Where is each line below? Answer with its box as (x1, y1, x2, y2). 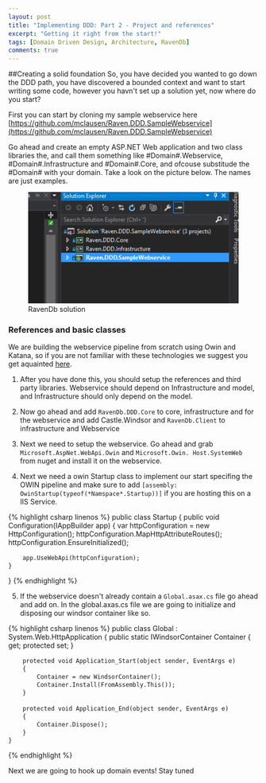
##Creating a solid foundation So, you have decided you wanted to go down (8, 69, 258, 79)
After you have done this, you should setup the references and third (19, 375, 241, 384)
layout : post (8, 13, 52, 21)
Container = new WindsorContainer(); (37, 673, 161, 681)
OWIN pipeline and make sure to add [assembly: (19, 480, 178, 489)
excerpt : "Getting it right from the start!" (8, 29, 161, 37)
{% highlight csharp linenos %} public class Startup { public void (8, 512, 220, 522)
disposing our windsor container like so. (19, 609, 151, 618)
